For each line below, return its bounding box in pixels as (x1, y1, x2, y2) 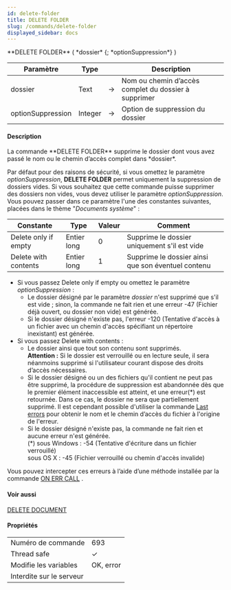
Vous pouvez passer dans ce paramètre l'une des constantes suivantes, (7, 197, 212, 206)
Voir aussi (7, 490, 36, 499)
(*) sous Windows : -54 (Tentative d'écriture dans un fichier (27, 439, 197, 448)
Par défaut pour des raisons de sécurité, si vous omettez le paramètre (7, 168, 205, 176)
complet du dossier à (121, 85, 190, 94)
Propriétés (7, 521, 38, 529)
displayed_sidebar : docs (7, 29, 78, 36)
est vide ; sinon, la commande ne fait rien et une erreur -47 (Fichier (27, 301, 218, 309)
